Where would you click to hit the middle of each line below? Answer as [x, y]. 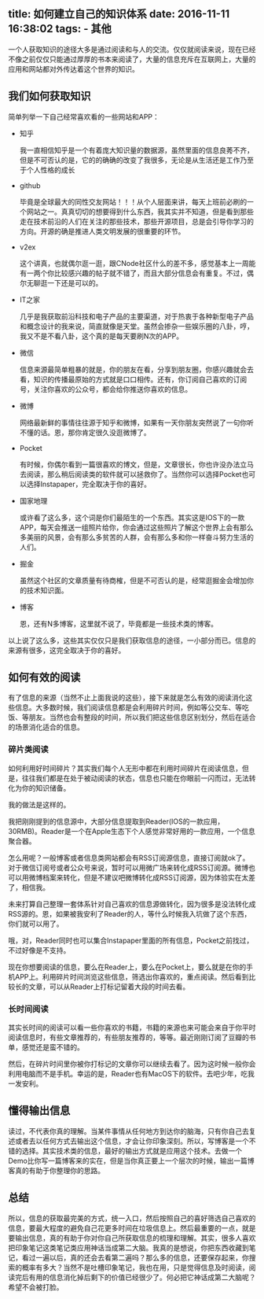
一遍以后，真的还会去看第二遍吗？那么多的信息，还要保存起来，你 [142, 1257]
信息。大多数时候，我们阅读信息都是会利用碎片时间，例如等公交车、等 [128, 707]
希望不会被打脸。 [36, 1287]
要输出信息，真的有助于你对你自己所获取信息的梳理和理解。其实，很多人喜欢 [132, 1238]
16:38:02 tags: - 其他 [60, 29]
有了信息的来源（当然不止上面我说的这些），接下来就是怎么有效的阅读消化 [127, 698]
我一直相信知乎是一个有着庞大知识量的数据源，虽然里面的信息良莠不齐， [136, 150]
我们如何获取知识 [49, 96]
